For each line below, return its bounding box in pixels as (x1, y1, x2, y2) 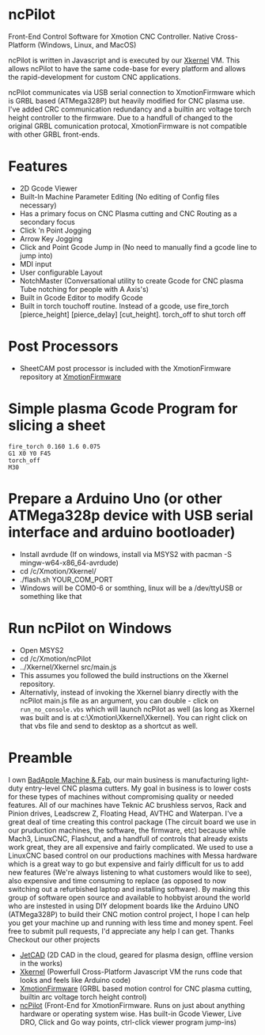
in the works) (19, 958, 63, 968)
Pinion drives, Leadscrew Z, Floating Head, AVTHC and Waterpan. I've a (8, 809, 244, 818)
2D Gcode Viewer (19, 184, 78, 193)
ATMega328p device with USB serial (8, 506, 254, 524)
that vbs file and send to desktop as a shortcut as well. (19, 721, 198, 730)
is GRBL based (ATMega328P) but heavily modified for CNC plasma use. (8, 96, 245, 105)
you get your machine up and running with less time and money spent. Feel (8, 918, 253, 927)
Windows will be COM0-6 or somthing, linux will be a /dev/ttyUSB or (19, 583, 243, 593)
